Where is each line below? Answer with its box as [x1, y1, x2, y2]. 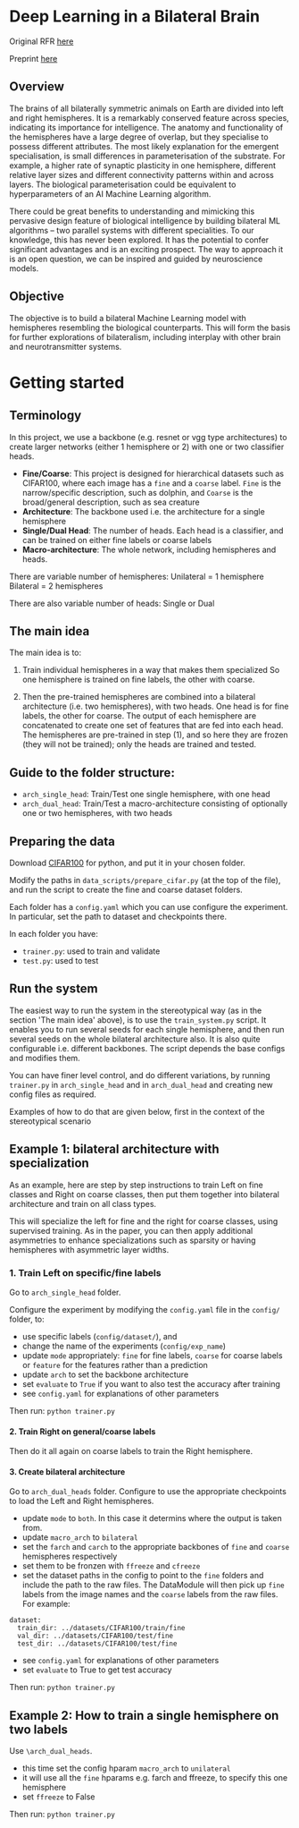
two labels [9, 1722, 69, 1737]
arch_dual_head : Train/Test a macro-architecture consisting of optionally [21, 798, 288, 809]
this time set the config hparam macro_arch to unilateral [21, 1763, 231, 1773]
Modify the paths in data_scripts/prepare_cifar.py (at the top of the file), [9, 875, 281, 885]
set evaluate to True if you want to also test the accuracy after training [21, 1378, 281, 1389]
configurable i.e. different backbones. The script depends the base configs [9, 1042, 286, 1053]
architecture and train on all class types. [9, 1198, 157, 1209]
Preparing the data [9, 834, 116, 849]
